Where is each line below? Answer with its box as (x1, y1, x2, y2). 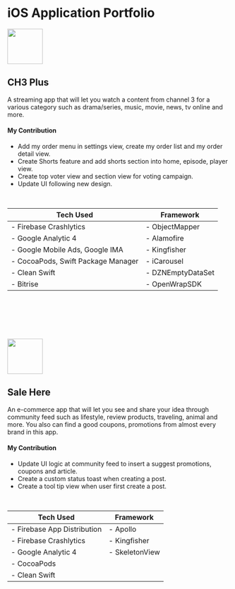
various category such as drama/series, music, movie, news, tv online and (7, 102, 224, 111)
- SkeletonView (108, 547, 160, 557)
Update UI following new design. (17, 179, 113, 188)
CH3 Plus (7, 76, 49, 89)
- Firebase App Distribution (11, 524, 102, 534)
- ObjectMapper (145, 221, 200, 231)
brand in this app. (7, 427, 59, 436)
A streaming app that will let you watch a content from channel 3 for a (7, 95, 210, 104)
